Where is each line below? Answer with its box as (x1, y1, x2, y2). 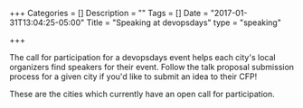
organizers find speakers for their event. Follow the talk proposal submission (9, 62, 295, 72)
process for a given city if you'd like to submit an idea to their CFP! (9, 71, 258, 82)
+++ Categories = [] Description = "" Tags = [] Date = (9, 8, 209, 18)
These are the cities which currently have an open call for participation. (9, 89, 275, 99)
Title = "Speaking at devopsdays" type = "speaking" (86, 17, 282, 28)
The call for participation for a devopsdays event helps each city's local (9, 52, 276, 62)
